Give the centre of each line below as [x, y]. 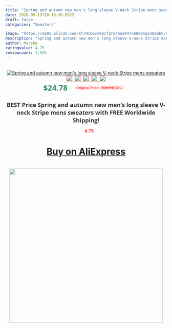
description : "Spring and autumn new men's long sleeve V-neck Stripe [82, 38]
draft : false [19, 20]
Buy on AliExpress [86, 152]
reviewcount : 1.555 [26, 53]
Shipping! [86, 120]
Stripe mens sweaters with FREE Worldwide [93, 112]
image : [12, 34]
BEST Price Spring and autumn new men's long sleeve [83, 105]
